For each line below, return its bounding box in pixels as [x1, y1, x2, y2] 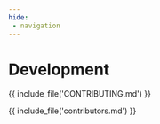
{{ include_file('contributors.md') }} [8, 105, 137, 116]
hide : [8, 12, 28, 22]
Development [8, 59, 110, 80]
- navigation [12, 21, 61, 30]
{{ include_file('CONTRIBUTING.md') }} [8, 89, 152, 99]
